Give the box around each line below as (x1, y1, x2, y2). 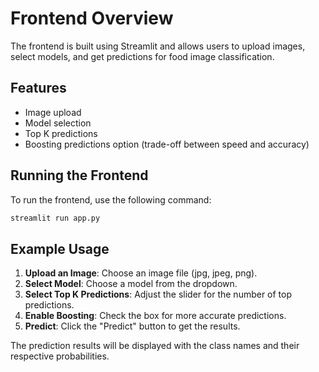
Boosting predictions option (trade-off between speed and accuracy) (24, 138, 310, 150)
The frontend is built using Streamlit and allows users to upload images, (10, 40, 306, 52)
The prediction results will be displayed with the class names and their (10, 340, 300, 352)
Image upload (24, 106, 82, 118)
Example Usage (10, 240, 110, 257)
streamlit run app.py (10, 213, 101, 223)
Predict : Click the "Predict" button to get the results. (24, 320, 241, 332)
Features (10, 80, 67, 97)
